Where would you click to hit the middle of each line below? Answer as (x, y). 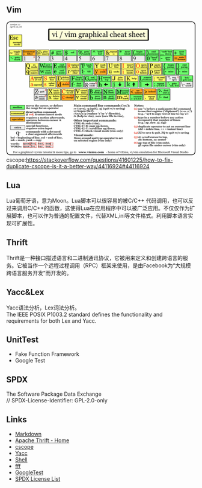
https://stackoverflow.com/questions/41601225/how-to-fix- (99, 160)
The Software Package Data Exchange (54, 394)
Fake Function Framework (47, 354)
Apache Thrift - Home (42, 440)
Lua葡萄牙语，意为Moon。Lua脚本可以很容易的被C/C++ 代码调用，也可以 (97, 200)
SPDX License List (38, 479)
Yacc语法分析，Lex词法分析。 (43, 308)
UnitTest (23, 339)
